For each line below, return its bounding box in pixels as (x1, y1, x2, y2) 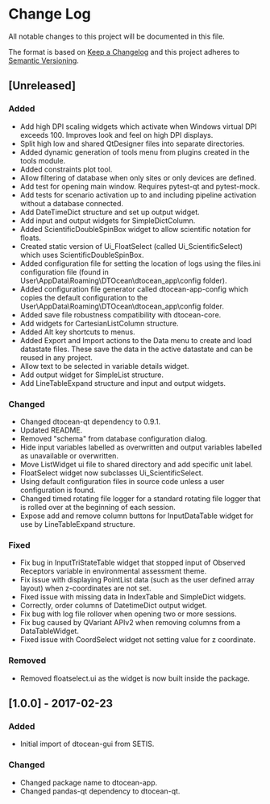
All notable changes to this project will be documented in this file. (8, 31, 226, 41)
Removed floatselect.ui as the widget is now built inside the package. (19, 673, 250, 683)
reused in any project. (19, 352, 93, 363)
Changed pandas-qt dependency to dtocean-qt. (19, 786, 181, 796)
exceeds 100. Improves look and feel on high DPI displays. (19, 130, 214, 139)
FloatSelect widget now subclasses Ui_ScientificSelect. (19, 468, 204, 478)
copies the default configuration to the (19, 292, 148, 302)
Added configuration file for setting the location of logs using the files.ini (19, 259, 261, 268)
